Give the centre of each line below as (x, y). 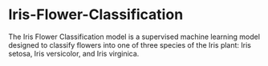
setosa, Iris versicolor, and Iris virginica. (74, 53)
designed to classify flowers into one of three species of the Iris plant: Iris (130, 45)
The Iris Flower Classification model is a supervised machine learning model (134, 37)
